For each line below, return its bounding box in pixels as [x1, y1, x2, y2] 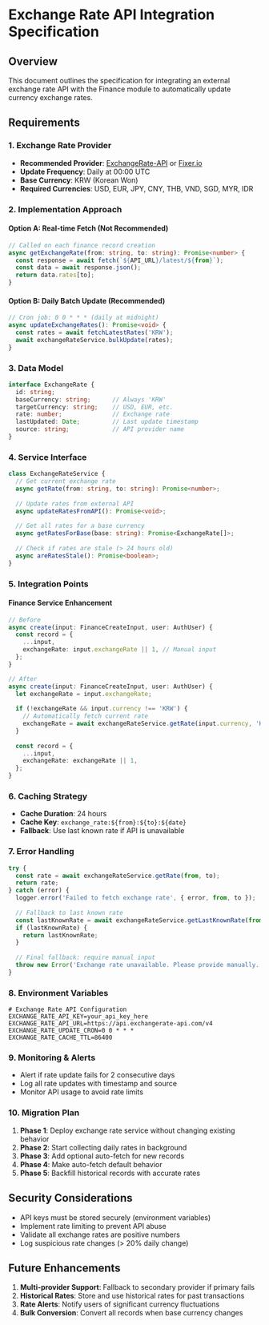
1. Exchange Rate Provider [8, 140, 112, 151]
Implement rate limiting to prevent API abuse [19, 1221, 167, 1230]
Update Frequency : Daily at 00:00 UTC [19, 167, 151, 176]
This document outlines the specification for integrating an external [8, 76, 231, 85]
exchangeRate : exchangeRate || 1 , [22, 757, 138, 765]
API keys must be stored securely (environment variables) [19, 1212, 211, 1222]
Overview [8, 54, 58, 68]
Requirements [8, 116, 80, 130]
